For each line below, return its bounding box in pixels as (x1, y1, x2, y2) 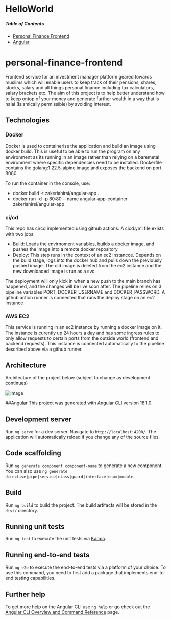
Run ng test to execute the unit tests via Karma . (5, 536, 106, 542)
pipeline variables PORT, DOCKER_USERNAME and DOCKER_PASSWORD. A (5, 289, 165, 295)
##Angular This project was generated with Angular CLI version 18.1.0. (5, 400, 153, 406)
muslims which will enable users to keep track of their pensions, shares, (5, 79, 157, 85)
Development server (5, 415, 72, 423)
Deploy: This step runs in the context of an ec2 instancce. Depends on (12, 252, 161, 258)
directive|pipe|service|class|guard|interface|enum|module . (5, 473, 135, 479)
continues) (5, 380, 28, 386)
